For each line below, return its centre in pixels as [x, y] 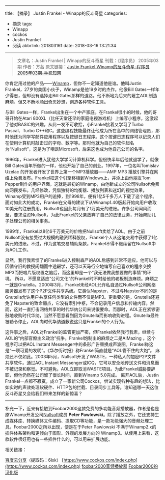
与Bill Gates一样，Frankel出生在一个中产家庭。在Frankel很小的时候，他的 [79, 112]
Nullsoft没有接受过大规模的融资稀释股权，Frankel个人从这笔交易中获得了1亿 [82, 237]
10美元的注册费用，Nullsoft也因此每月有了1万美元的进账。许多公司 [72, 209]
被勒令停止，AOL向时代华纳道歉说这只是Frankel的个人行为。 [66, 322]
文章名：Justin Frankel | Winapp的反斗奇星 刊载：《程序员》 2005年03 [88, 60]
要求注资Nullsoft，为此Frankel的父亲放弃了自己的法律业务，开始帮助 [82, 215]
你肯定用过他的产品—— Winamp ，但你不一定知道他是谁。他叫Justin [73, 83]
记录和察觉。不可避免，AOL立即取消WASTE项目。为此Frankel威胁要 [82, 369]
